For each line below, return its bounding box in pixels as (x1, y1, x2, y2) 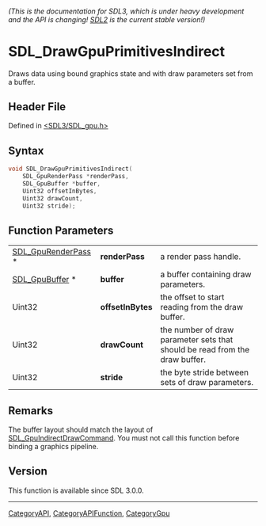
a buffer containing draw (160, 269, 252, 280)
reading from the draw (160, 302, 244, 313)
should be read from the (160, 345, 250, 356)
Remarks (8, 404, 54, 417)
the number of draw (160, 325, 234, 336)
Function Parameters (8, 223, 114, 237)
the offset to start (160, 292, 225, 303)
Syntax (8, 143, 44, 158)
